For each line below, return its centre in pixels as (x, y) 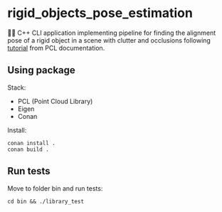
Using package (42, 70)
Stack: (17, 88)
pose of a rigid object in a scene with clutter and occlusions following (109, 40)
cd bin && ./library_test (46, 201)
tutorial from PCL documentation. (56, 48)
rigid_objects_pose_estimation (100, 13)
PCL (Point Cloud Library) (55, 101)
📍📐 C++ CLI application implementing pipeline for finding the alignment (112, 33)
